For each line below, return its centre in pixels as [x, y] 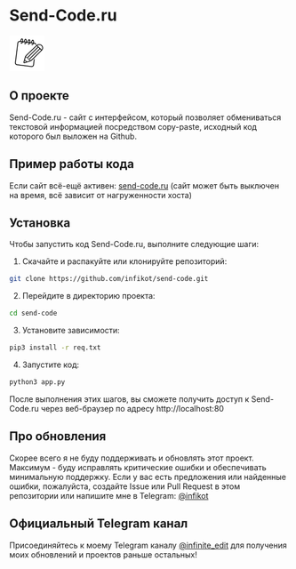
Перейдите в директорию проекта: [88, 296]
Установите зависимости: [71, 331]
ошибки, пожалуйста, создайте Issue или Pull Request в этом [125, 486]
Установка [40, 223]
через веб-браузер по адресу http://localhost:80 [132, 408]
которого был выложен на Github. [73, 136]
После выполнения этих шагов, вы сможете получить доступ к [129, 399]
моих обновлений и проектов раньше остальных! [104, 554]
